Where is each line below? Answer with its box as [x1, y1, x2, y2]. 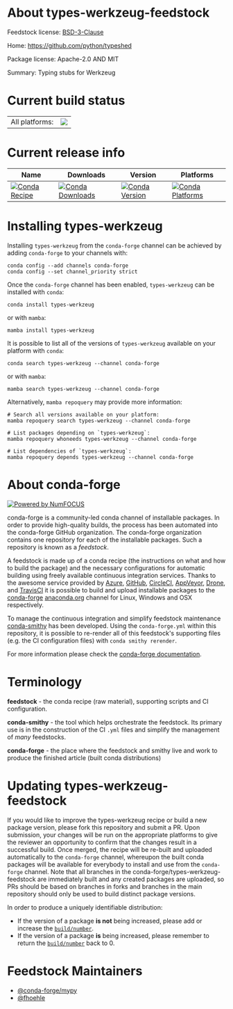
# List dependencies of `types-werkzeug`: [7, 447, 132, 455]
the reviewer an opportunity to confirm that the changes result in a [7, 838, 198, 846]
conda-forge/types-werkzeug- [132, 867, 221, 875]
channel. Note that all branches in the [24, 867, 132, 875]
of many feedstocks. [7, 732, 67, 741]
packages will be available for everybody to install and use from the [7, 860, 200, 869]
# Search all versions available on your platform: [7, 411, 159, 418]
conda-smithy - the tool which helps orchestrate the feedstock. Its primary [7, 718, 223, 726]
